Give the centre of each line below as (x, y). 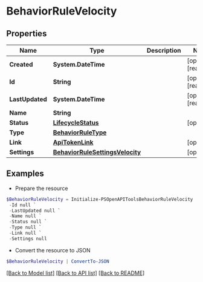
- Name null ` (25, 216)
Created (21, 64)
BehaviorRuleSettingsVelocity (97, 152)
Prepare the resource (41, 188)
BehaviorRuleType (80, 133)
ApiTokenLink (73, 142)
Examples (25, 174)
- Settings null (28, 238)
